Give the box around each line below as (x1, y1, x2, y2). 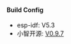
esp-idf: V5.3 (16, 21, 56, 29)
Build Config (6, 6, 44, 14)
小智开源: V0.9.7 (16, 29, 64, 38)
